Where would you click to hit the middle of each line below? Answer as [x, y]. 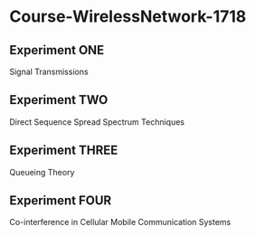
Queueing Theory [42, 172]
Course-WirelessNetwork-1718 [128, 17]
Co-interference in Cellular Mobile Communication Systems [120, 222]
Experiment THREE [64, 151]
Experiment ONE [57, 50]
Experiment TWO [59, 100]
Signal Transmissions [49, 71]
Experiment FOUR [61, 201]
